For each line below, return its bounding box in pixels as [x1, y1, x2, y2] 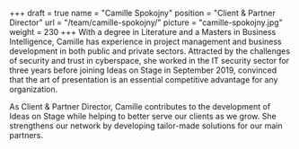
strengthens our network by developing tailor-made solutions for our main [9, 120, 283, 131]
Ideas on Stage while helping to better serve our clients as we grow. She [9, 111, 277, 121]
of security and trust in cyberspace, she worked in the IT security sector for [9, 56, 290, 66]
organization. [9, 84, 58, 94]
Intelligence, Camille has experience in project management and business [9, 36, 282, 47]
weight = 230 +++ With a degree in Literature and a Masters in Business [9, 27, 277, 37]
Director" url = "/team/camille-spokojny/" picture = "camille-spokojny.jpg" [9, 17, 283, 28]
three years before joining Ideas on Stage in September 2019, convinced [9, 65, 277, 75]
